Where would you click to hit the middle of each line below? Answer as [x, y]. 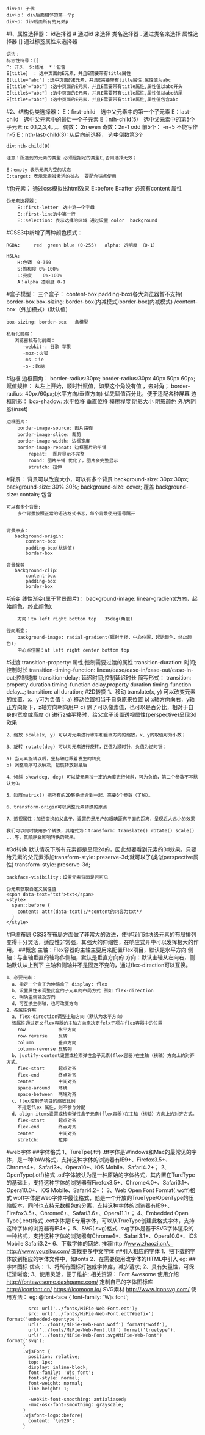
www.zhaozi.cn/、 [150, 1244]
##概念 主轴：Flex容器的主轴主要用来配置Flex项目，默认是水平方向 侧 [106, 950]
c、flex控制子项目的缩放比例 [44, 1101]
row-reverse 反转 [42, 1036]
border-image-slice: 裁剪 [49, 435]
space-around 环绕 [42, 1088]
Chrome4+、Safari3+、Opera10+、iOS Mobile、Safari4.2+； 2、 [88, 1167]
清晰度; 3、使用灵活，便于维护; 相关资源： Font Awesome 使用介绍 [95, 1274]
